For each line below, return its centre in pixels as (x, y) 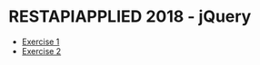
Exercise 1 (40, 42)
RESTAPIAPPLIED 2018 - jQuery (130, 17)
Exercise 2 (41, 51)
